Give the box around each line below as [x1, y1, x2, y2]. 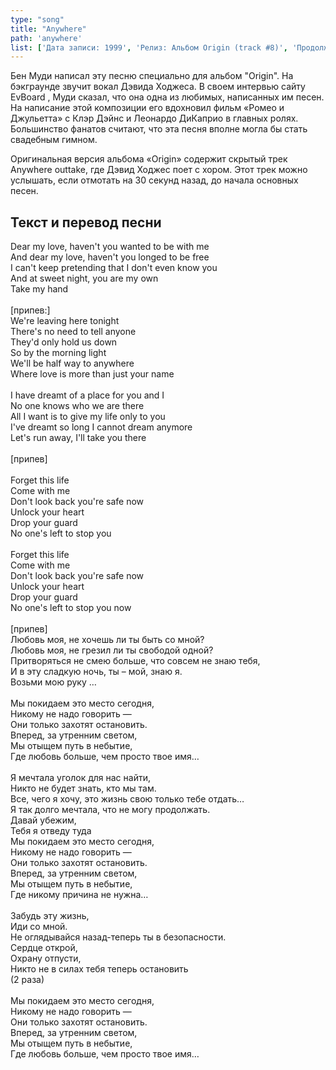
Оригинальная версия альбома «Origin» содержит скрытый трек [10, 153, 288, 165]
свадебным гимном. [10, 134, 98, 146]
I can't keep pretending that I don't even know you [10, 262, 218, 274]
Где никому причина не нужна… [10, 889, 149, 901]
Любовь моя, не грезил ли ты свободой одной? [10, 644, 214, 656]
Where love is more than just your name [10, 368, 175, 380]
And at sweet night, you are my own [10, 272, 159, 285]
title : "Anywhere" [10, 24, 87, 34]
